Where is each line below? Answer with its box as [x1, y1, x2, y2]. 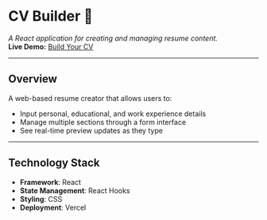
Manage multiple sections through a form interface [19, 117, 187, 126]
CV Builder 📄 [8, 7, 94, 25]
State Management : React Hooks [19, 186, 130, 195]
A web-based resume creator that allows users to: [8, 93, 172, 102]
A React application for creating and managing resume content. [8, 33, 219, 43]
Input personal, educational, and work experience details [19, 109, 207, 118]
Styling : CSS [19, 194, 63, 203]
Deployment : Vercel [19, 203, 87, 212]
